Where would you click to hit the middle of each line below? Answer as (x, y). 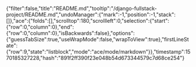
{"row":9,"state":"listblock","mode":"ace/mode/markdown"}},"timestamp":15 (98, 52)
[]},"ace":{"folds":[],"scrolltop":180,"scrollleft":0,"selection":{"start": (88, 21)
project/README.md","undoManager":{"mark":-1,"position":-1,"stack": (91, 15)
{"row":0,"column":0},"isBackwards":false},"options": (71, 33)
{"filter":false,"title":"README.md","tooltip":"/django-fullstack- (82, 8)
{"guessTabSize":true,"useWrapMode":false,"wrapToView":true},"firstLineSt (98, 39)
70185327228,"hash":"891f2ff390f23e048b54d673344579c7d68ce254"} (95, 58)
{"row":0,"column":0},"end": (40, 27)
